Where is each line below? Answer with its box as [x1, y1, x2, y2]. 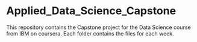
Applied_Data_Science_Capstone [6, 4, 177, 18]
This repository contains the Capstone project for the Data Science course [6, 24, 191, 31]
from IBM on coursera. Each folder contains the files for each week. [6, 30, 175, 37]
